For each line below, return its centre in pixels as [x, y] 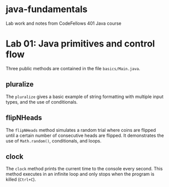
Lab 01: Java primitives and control [80, 44]
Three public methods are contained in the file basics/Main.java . [73, 68]
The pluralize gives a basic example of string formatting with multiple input [84, 97]
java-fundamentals [47, 9]
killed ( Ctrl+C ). [21, 179]
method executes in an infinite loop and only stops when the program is [80, 174]
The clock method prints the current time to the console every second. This [84, 169]
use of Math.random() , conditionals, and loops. [54, 141]
